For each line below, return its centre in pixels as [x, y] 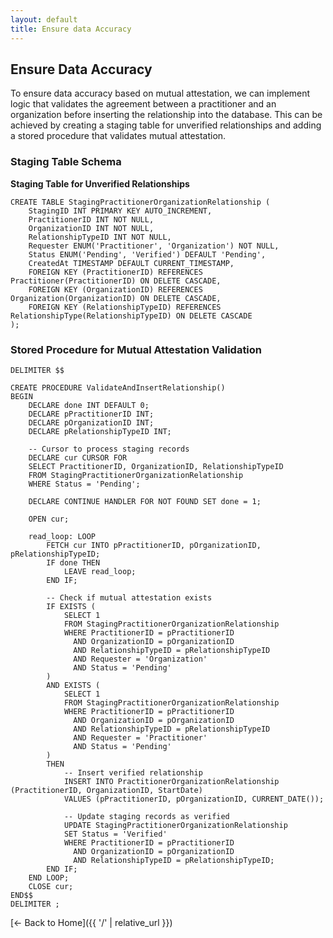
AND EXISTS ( [73, 685]
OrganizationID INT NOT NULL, [91, 228]
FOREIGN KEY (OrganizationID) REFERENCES [115, 289]
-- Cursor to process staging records [109, 449]
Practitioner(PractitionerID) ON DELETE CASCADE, [116, 281]
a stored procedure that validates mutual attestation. [118, 136]
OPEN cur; [49, 519]
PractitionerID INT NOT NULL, [91, 219]
